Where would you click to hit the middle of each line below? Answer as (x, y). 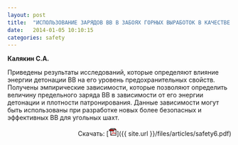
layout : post (27, 15)
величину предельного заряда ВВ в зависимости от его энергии (106, 95)
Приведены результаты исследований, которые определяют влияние (113, 72)
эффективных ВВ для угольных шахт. (63, 118)
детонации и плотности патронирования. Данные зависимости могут (113, 102)
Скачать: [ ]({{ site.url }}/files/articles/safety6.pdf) (155, 134)
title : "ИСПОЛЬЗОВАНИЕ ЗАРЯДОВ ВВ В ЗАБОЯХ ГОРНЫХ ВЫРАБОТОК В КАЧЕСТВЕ (119, 22)
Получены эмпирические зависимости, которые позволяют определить (118, 87)
